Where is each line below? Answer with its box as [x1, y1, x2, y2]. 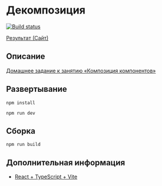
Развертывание [6, 84, 67, 94]
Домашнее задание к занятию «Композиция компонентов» [6, 67, 156, 74]
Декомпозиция [6, 4, 85, 17]
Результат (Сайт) [6, 34, 49, 41]
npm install [6, 99, 35, 106]
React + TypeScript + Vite [14, 173, 78, 180]
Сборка [6, 126, 35, 136]
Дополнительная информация [6, 157, 125, 168]
